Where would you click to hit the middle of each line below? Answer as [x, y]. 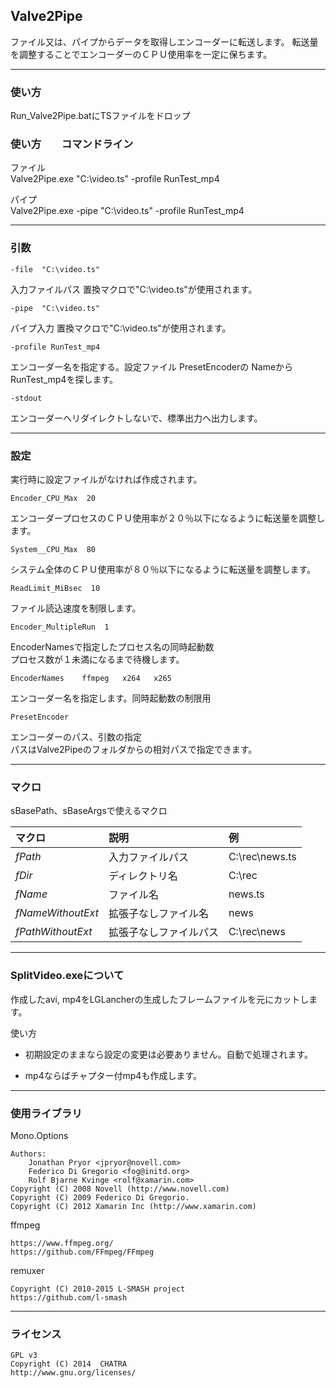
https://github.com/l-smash [69, 1297]
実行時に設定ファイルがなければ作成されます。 [106, 479]
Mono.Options [39, 1135]
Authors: [28, 1154]
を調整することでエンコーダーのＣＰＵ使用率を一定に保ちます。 [141, 54]
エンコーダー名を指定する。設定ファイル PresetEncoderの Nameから [152, 366]
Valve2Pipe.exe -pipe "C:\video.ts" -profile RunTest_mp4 [127, 211]
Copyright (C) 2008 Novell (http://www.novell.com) [120, 1189]
